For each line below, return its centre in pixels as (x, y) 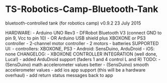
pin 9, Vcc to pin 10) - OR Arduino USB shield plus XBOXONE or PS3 (75, 38)
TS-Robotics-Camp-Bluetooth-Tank (82, 9)
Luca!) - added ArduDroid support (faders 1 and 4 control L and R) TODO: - (83, 59)
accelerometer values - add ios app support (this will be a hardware (75, 70)
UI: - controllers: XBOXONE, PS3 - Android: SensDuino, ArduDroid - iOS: (80, 48)
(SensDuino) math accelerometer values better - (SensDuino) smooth (77, 64)
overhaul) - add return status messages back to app (59, 75)
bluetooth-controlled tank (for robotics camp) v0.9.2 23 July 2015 (73, 23)
